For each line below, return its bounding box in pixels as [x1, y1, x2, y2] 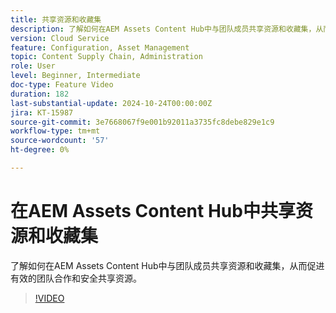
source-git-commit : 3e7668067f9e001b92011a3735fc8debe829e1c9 [10, 117, 275, 127]
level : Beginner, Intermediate [10, 71, 141, 81]
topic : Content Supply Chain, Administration [10, 52, 203, 62]
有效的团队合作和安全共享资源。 [10, 272, 142, 284]
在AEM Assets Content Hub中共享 [10, 200, 296, 223]
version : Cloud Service [10, 33, 110, 43]
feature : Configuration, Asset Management [10, 42, 190, 53]
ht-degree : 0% [10, 145, 70, 155]
